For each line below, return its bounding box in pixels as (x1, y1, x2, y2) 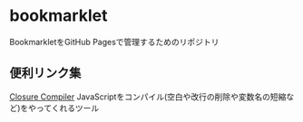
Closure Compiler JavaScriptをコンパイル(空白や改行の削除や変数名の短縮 (9, 91, 287, 102)
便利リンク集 (9, 65, 82, 81)
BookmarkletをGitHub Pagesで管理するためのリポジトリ (9, 36, 220, 47)
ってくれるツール (35, 102, 100, 113)
